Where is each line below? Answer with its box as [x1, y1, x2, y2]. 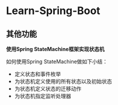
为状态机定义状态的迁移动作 [14, 85, 82, 92]
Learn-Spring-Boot [6, 4, 100, 18]
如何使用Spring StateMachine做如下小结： [6, 58, 108, 65]
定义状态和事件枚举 [14, 70, 61, 77]
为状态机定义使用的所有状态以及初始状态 [14, 78, 112, 84]
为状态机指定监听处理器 [14, 93, 71, 99]
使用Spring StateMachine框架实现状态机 [6, 46, 105, 52]
